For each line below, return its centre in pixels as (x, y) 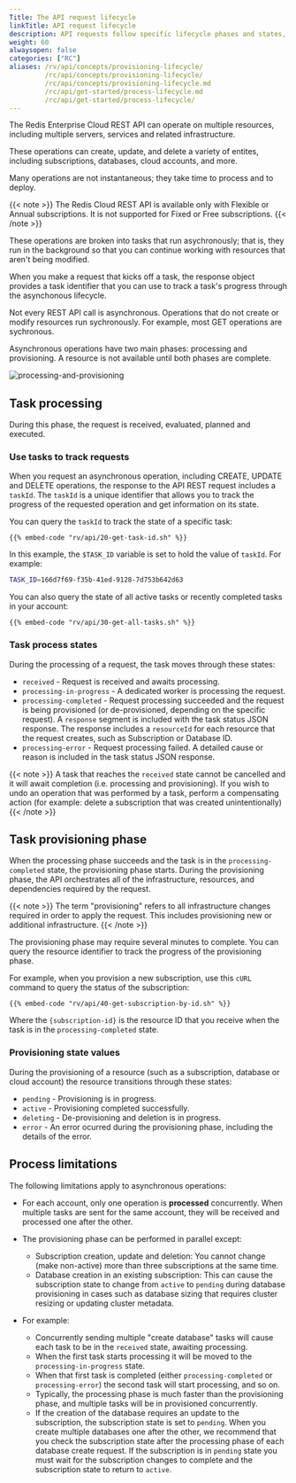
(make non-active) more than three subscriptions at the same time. (157, 1265)
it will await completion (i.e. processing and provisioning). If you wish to (139, 783)
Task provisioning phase (78, 840)
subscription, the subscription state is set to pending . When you (151, 1422)
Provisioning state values (65, 1053)
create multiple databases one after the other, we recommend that (156, 1432)
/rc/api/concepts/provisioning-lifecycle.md (128, 83)
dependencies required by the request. (80, 889)
